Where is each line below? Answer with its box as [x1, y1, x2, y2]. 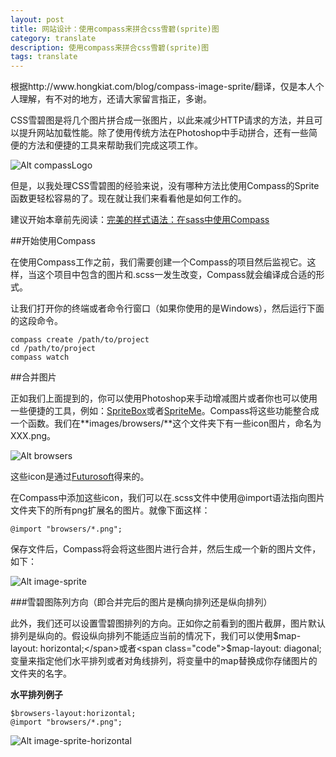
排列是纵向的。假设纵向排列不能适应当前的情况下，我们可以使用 [10, 630, 273, 642]
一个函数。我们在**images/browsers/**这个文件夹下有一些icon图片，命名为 [10, 417, 322, 430]
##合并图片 [10, 371, 57, 383]
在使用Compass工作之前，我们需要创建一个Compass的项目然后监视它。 [10, 256, 308, 268]
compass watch [10, 352, 70, 363]
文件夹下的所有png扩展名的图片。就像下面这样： [10, 504, 211, 516]
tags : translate [10, 52, 78, 62]
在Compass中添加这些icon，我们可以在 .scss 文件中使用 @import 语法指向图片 [10, 492, 325, 504]
